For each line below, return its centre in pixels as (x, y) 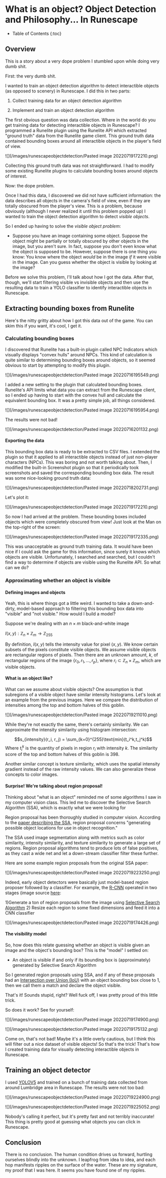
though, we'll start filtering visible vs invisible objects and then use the (77, 282)
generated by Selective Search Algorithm (54, 965)
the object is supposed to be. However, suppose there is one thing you (84, 252)
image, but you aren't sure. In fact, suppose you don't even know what (84, 246)
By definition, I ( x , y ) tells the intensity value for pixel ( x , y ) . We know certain (82, 644)
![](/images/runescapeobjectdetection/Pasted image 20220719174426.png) (82, 923)
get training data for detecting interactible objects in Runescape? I (73, 125)
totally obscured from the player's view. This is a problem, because (74, 206)
